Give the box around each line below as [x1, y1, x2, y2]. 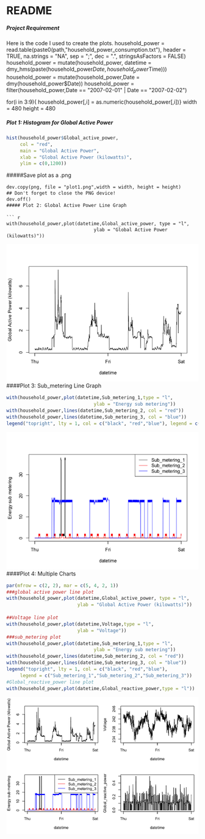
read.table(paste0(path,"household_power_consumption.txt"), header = [6, 46, 186, 54]
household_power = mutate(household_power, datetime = [6, 59, 152, 67]
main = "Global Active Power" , [20, 148, 99, 154]
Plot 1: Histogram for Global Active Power [6, 118, 113, 126]
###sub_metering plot [6, 634, 62, 640]
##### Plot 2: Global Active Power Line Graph [6, 203, 127, 209]
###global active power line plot [6, 589, 95, 595]
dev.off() [6, 196, 32, 203]
